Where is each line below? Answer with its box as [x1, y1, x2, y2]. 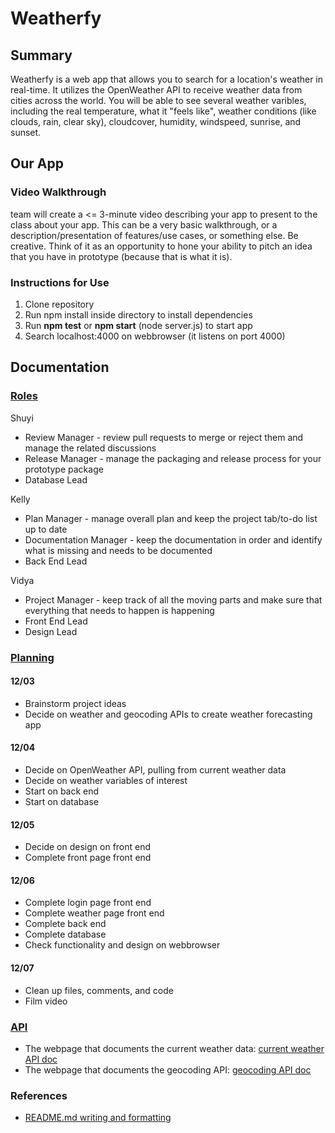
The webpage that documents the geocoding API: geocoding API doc [24, 1063, 312, 1076]
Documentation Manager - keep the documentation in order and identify [24, 533, 323, 546]
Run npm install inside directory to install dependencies [24, 308, 253, 321]
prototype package [24, 463, 104, 475]
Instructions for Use [10, 275, 110, 289]
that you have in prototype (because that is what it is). [10, 250, 233, 262]
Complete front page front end [24, 852, 152, 864]
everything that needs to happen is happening [24, 604, 215, 616]
